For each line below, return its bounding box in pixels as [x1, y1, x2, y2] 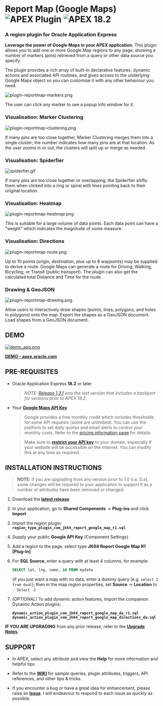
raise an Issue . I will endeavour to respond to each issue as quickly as [12, 690, 153, 696]
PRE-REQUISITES [5, 368, 58, 376]
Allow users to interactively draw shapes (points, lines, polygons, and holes [5, 306, 156, 313]
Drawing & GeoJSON [5, 286, 55, 293]
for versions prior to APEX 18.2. [24, 395, 87, 401]
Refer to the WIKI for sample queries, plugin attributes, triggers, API [12, 670, 148, 676]
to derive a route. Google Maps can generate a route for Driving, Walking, [5, 263, 152, 269]
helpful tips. [12, 661, 36, 667]
